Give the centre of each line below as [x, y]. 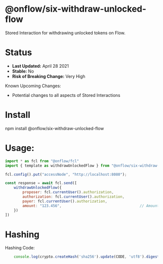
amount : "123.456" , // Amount [91, 206]
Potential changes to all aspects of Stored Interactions [66, 95]
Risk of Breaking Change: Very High [49, 76]
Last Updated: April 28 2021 [41, 66]
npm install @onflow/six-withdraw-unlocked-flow [55, 128]
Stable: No [23, 71]
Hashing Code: [20, 248]
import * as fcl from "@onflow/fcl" [42, 161]
